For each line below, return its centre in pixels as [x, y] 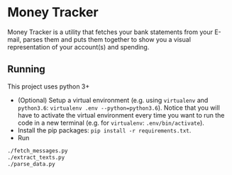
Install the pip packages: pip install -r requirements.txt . [104, 130]
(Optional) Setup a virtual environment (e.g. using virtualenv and [113, 100]
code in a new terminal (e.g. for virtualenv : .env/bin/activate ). [111, 123]
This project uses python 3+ [49, 86]
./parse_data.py [31, 164]
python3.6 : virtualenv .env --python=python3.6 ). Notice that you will [118, 108]
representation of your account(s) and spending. [78, 47]
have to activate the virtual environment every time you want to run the [121, 115]
